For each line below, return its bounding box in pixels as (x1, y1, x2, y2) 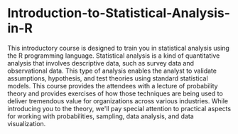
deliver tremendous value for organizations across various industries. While (7, 96, 229, 105)
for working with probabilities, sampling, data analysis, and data (7, 112, 194, 120)
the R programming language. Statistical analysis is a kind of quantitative (7, 51, 220, 60)
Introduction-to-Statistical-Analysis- (7, 5, 231, 21)
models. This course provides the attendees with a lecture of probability (7, 81, 218, 90)
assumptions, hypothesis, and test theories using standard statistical (7, 73, 208, 83)
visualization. (7, 119, 46, 128)
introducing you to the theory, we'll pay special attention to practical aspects (7, 104, 232, 113)
